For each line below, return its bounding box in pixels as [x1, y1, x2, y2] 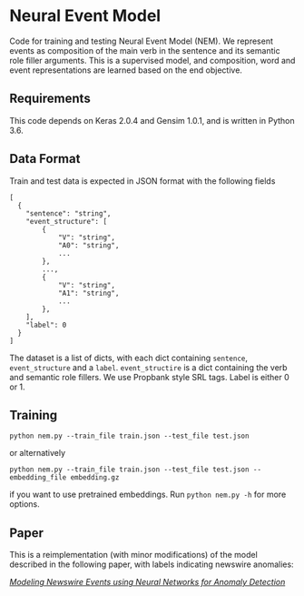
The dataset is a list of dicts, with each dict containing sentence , [9, 352, 248, 363]
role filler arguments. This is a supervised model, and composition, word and [9, 55, 296, 66]
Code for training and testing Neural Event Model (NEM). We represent [9, 35, 274, 46]
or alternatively [9, 448, 66, 459]
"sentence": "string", [25, 208, 112, 218]
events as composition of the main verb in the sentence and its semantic [9, 45, 280, 56]
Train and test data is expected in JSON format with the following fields [9, 175, 276, 187]
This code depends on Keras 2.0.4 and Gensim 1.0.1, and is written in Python [9, 115, 295, 126]
